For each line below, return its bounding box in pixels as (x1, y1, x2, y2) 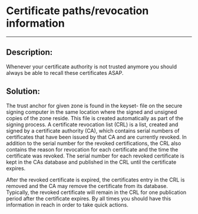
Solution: (6, 87, 40, 97)
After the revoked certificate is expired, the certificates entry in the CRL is (6, 176, 185, 183)
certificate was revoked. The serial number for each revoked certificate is (6, 152, 184, 159)
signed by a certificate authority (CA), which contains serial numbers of (6, 127, 180, 134)
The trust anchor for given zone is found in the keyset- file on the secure (6, 102, 183, 109)
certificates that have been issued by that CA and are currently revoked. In (6, 133, 187, 140)
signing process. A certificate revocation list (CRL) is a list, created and (6, 121, 179, 128)
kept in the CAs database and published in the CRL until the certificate (6, 158, 177, 166)
